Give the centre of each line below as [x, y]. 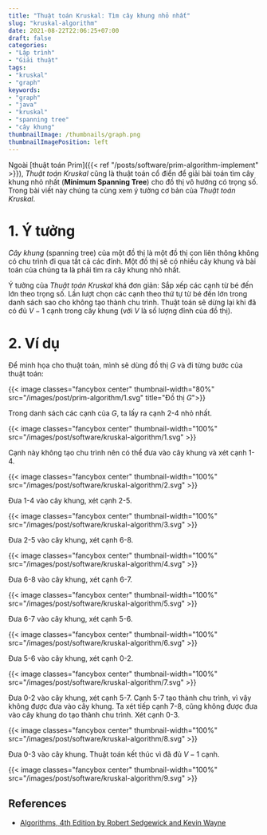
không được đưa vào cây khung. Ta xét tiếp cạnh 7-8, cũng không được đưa [133, 706]
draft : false [30, 38]
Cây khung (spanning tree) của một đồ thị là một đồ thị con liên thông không [133, 253]
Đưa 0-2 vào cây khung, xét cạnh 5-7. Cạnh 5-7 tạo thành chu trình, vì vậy [130, 698]
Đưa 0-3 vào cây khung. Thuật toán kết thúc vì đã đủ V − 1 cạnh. [114, 754]
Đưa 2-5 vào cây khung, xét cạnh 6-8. [71, 540]
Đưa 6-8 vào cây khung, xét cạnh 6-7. [71, 579]
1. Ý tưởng [42, 231]
